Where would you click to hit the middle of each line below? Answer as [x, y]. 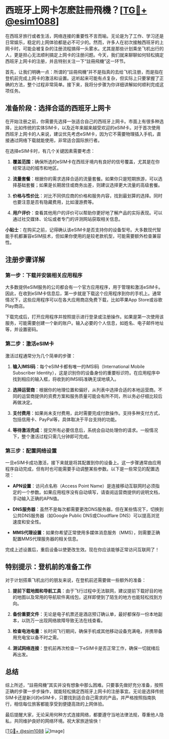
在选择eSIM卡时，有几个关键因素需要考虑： [50, 151]
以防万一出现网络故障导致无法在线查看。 [63, 620]
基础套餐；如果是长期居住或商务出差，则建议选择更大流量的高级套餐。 [90, 185]
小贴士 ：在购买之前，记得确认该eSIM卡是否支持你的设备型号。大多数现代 [81, 229]
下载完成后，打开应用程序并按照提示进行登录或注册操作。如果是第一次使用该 [84, 317]
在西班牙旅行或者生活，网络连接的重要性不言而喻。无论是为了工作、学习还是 [84, 36]
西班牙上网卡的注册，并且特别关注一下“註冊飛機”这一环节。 [67, 61]
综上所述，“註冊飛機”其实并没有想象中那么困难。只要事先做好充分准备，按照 [84, 685]
